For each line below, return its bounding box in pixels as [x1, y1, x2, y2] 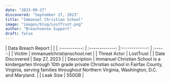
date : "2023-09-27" [5, 7, 47, 13]
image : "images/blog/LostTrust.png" [5, 21, 83, 27]
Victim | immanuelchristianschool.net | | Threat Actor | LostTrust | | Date [14, 50, 165, 57]
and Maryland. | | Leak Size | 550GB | [5, 72, 84, 78]
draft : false [5, 31, 33, 36]
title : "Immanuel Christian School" [5, 17, 83, 22]
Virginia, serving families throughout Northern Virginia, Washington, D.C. [5, 67, 157, 73]
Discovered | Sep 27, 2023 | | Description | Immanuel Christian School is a [5, 56, 161, 62]
